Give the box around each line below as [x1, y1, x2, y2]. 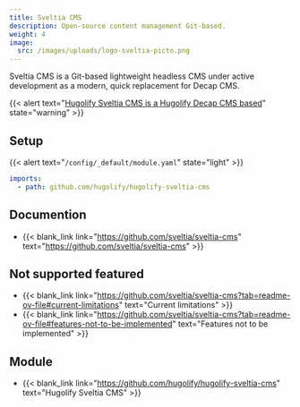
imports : [9, 174, 42, 183]
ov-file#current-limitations [21, 300, 119, 310]
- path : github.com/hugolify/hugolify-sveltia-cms [17, 182, 210, 191]
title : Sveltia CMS [9, 13, 82, 22]
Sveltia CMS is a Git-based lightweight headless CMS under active [9, 71, 255, 81]
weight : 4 [9, 30, 47, 38]
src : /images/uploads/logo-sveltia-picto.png [17, 47, 191, 55]
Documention [9, 208, 87, 223]
